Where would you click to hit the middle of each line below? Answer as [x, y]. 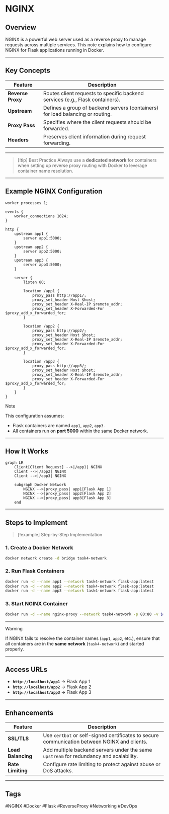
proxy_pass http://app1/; [59, 295]
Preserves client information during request [95, 136]
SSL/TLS [18, 739]
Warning [14, 628]
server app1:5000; [43, 238]
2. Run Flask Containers [35, 571]
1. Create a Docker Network [39, 548]
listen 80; [35, 282]
